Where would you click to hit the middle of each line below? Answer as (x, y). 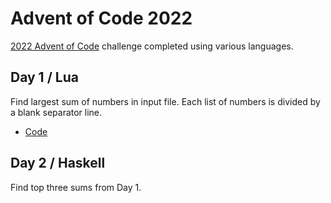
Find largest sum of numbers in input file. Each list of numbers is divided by (165, 101)
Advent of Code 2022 (101, 18)
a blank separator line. (56, 112)
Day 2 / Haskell (58, 163)
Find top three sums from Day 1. (76, 187)
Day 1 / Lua (44, 77)
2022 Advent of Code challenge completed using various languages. (152, 46)
